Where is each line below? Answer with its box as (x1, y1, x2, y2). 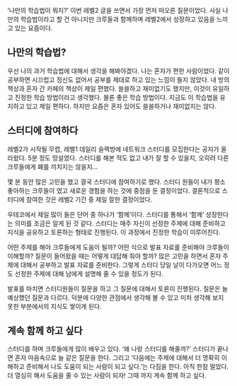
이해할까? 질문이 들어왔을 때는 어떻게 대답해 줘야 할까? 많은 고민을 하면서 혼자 (7, 252, 221, 260)
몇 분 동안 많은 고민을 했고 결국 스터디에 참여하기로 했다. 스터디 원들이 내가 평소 (7, 177, 226, 186)
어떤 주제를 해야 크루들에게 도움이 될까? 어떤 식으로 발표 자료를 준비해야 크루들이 (7, 242, 230, 251)
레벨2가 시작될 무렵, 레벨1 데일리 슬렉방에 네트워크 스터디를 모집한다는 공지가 (7, 144, 219, 153)
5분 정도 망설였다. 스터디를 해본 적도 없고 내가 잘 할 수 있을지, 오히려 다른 (28, 153, 229, 162)
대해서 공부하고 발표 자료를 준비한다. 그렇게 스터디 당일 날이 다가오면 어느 (20, 260, 223, 269)
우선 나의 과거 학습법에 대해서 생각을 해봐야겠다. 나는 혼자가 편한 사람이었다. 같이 (7, 66, 230, 75)
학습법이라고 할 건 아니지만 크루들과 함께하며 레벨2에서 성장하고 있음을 (20, 15, 216, 23)
